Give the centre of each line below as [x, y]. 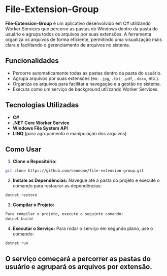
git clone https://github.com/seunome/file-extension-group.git [75, 171]
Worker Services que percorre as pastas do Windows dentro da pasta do [82, 28]
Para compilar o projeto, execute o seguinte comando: [64, 214]
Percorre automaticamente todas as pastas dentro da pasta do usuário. [87, 73]
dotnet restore [21, 195]
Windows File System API [40, 128]
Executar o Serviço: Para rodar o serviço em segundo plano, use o [83, 228]
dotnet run [17, 243]
